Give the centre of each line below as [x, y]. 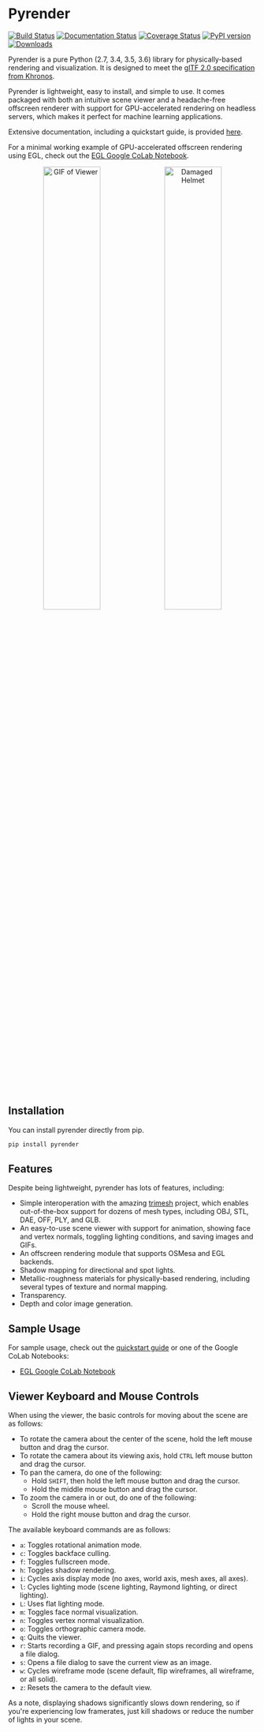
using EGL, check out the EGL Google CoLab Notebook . [99, 156]
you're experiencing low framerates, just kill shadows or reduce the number [131, 1711]
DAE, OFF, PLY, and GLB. [60, 1220]
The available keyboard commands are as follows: [89, 1530]
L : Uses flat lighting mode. [62, 1604]
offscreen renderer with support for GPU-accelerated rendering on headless [132, 108]
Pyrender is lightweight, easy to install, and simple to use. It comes [117, 91]
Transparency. [43, 1295]
